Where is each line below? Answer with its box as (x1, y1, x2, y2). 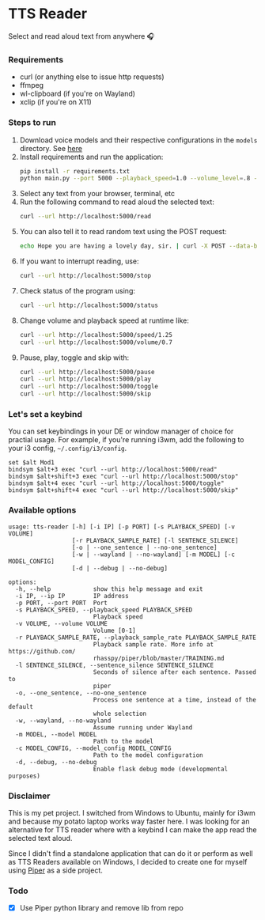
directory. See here (19, 143, 83, 153)
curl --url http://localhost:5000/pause (19, 368, 155, 376)
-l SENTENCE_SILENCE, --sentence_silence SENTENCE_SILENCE (15, 661, 214, 669)
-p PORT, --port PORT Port (15, 599, 108, 607)
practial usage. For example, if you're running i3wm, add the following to (8, 435, 244, 445)
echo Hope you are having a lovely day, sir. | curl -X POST (19, 242, 226, 250)
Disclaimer (8, 790, 51, 801)
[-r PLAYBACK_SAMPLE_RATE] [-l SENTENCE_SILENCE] (71, 536, 239, 544)
